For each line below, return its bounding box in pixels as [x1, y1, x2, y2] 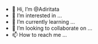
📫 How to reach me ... [11, 32, 67, 38]
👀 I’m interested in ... [11, 12, 62, 19]
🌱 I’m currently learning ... [11, 18, 75, 25]
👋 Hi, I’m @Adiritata [11, 6, 59, 12]
